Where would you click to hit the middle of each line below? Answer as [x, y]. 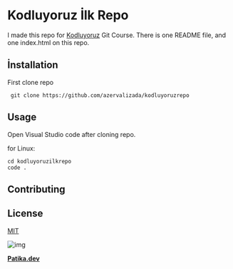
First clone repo [31, 82]
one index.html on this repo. [48, 42]
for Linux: [21, 148]
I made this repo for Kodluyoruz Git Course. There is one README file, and [117, 35]
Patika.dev [24, 258]
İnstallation [33, 65]
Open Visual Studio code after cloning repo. [72, 134]
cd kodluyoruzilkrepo [40, 161]
